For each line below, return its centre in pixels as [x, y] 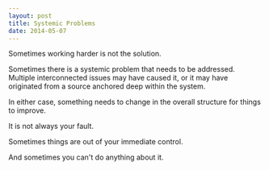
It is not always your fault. [51, 126]
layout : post [30, 16]
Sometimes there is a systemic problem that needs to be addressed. [122, 69]
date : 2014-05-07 [38, 31]
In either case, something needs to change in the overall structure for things [134, 102]
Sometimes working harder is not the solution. [85, 54]
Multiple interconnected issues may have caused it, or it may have [118, 78]
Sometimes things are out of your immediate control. [96, 142]
